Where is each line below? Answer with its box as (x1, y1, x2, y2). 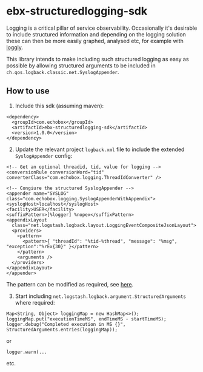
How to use (6, 86, 50, 96)
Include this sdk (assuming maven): (15, 102, 104, 109)
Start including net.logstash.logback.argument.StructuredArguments (15, 293, 187, 300)
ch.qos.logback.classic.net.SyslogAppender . (6, 68, 119, 75)
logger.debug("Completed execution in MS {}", (6, 321, 126, 327)
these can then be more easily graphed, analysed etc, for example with (6, 37, 184, 44)
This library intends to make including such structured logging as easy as (6, 55, 189, 63)
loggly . (6, 44, 23, 51)
